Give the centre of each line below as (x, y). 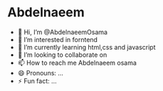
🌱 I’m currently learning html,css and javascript (86, 47)
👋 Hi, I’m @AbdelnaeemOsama (63, 32)
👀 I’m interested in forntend (58, 39)
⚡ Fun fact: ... (37, 81)
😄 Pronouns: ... (41, 73)
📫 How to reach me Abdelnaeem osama (77, 63)
